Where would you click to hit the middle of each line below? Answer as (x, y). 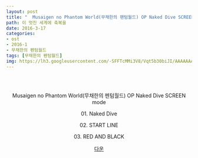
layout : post (22, 12)
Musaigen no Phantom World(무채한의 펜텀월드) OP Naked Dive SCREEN (99, 95)
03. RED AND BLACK (99, 136)
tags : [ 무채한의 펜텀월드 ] (34, 56)
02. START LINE (99, 125)
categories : (21, 34)
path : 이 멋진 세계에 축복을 (36, 22)
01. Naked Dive (99, 114)
